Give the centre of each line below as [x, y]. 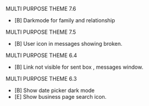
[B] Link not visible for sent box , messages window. [79, 67]
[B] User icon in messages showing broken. [68, 44]
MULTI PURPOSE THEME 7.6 [41, 9]
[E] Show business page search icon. [60, 97]
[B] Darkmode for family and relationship [65, 20]
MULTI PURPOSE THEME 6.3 [41, 79]
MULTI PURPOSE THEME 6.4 [41, 55]
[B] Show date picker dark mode [54, 90]
